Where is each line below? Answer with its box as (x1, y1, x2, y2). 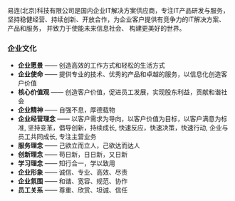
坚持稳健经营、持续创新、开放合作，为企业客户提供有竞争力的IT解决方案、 (7, 15, 226, 24)
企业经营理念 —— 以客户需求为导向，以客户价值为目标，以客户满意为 (17, 115, 221, 123)
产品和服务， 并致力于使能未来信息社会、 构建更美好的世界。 (7, 24, 186, 32)
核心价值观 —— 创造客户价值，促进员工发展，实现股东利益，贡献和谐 (17, 88, 221, 96)
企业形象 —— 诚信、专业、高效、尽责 (17, 168, 128, 177)
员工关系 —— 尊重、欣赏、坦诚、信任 (17, 186, 128, 195)
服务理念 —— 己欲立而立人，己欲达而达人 (17, 141, 140, 150)
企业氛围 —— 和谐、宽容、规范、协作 (17, 177, 128, 185)
